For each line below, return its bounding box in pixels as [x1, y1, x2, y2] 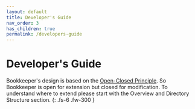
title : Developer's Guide [6, 14, 71, 20]
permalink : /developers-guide [6, 31, 83, 37]
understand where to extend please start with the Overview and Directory [6, 90, 190, 97]
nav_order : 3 [6, 20, 39, 26]
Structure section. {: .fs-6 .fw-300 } [6, 96, 95, 104]
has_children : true [6, 25, 56, 32]
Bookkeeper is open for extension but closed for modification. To [6, 84, 168, 91]
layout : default [6, 8, 47, 15]
